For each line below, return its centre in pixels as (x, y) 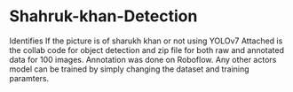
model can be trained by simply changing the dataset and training (130, 69)
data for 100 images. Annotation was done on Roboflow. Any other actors (143, 59)
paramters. (29, 78)
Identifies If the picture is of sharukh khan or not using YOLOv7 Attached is (146, 41)
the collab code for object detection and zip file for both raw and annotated (147, 50)
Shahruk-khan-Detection (103, 16)
